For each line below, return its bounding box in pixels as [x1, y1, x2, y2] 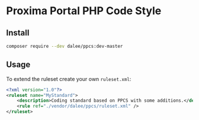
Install [6, 28, 30, 38]
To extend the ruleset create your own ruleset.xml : [6, 75, 131, 82]
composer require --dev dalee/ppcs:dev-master [6, 43, 123, 49]
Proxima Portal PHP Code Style [6, 4, 162, 18]
